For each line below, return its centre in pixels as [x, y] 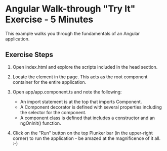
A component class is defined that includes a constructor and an [88, 118]
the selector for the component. [53, 112]
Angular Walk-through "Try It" [70, 9]
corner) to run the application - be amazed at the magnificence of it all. [87, 138]
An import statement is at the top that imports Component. [81, 102]
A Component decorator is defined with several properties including [91, 107]
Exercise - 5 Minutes [49, 19]
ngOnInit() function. [40, 123]
